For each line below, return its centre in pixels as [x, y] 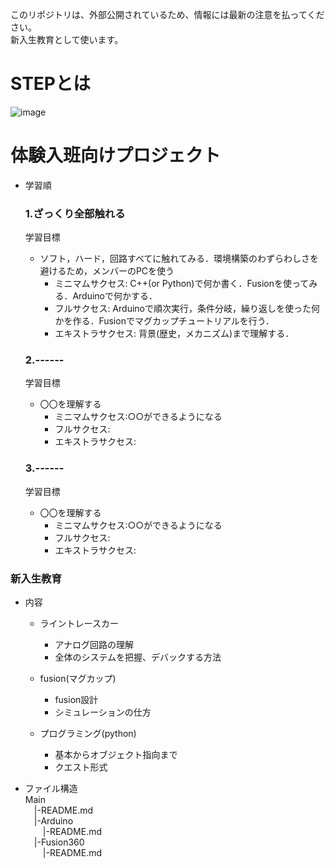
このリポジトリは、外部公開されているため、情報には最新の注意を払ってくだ [167, 14]
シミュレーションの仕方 [103, 712]
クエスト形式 [81, 767]
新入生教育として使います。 [67, 39]
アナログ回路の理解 [94, 645]
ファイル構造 [51, 789]
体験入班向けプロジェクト [116, 155]
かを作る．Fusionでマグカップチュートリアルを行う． [164, 321]
